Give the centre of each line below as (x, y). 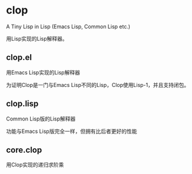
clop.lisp (22, 104)
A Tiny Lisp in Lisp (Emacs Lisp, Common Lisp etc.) (68, 26)
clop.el (19, 57)
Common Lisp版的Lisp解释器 (41, 119)
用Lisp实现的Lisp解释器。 (37, 38)
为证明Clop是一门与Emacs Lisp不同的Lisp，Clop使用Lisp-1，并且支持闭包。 (98, 85)
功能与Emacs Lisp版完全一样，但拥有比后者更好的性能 (72, 131)
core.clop (24, 150)
